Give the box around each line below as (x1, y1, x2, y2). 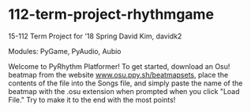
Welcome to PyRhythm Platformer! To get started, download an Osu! (8, 61, 230, 71)
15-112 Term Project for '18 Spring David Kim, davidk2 (8, 31, 182, 41)
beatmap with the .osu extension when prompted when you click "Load (8, 86, 240, 96)
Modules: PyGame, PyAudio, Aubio (8, 46, 122, 56)
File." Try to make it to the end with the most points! (8, 95, 176, 104)
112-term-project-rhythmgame (8, 5, 215, 23)
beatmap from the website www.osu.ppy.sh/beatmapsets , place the (8, 70, 229, 79)
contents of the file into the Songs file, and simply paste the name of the (8, 78, 243, 88)
